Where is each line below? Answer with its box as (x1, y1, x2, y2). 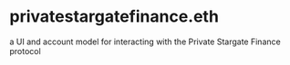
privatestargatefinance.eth (9, 6, 219, 27)
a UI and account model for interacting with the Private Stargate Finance (9, 36, 281, 47)
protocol (9, 45, 41, 56)
